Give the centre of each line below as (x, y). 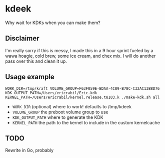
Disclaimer (22, 38)
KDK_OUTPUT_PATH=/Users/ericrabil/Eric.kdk (51, 93)
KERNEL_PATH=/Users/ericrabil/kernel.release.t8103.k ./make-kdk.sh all (82, 97)
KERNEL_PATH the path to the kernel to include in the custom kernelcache (86, 122)
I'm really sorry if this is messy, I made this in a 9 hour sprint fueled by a (79, 50)
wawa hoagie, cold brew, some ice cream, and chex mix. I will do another (80, 56)
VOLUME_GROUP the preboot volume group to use (60, 112)
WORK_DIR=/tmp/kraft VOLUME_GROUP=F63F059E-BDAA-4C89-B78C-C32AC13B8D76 (82, 88)
